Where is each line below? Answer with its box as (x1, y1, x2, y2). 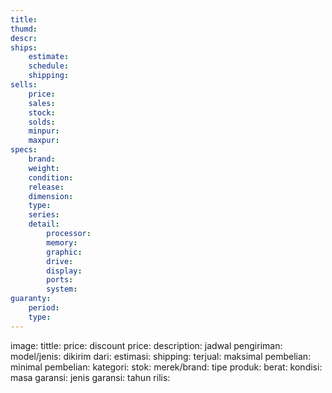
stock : (28, 107, 56, 118)
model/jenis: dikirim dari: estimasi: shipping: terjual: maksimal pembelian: (10, 350, 312, 362)
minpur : (28, 126, 60, 136)
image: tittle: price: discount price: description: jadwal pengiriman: (10, 339, 283, 351)
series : (28, 210, 60, 220)
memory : (46, 237, 78, 248)
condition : (28, 172, 74, 183)
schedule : (28, 61, 70, 71)
